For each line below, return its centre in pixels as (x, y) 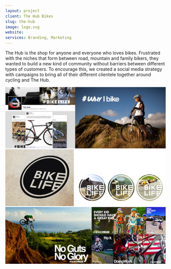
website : (15, 32)
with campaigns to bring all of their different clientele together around (78, 75)
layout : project (22, 11)
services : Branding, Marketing (38, 38)
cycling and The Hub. (28, 80)
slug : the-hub (20, 21)
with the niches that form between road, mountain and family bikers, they (82, 58)
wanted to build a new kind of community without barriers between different (85, 64)
